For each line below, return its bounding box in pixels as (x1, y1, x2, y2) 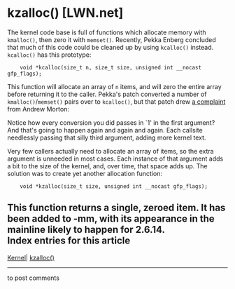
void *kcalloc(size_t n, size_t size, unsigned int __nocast (20, 64, 201, 71)
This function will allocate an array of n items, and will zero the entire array (7, 82, 222, 90)
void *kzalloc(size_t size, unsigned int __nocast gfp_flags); (20, 182, 208, 190)
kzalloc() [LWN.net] (7, 5, 124, 21)
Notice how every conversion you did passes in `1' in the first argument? (7, 118, 215, 127)
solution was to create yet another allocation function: (7, 169, 163, 177)
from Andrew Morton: (7, 105, 70, 113)
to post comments (7, 274, 59, 282)
